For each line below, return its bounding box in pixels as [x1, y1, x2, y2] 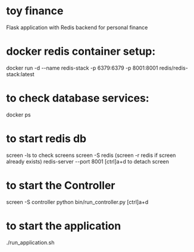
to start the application [6, 219, 121, 232]
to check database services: [6, 92, 150, 105]
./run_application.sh [6, 239, 55, 246]
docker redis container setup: [6, 45, 156, 58]
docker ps [6, 111, 31, 118]
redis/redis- [159, 64, 189, 71]
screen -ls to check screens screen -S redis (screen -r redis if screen [6, 152, 176, 159]
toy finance [6, 4, 64, 18]
